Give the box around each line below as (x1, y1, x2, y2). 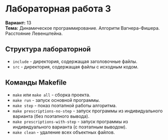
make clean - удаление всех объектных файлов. (12, 129, 115, 135)
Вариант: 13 (5, 20, 31, 26)
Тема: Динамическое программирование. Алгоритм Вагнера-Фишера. (5, 25, 160, 31)
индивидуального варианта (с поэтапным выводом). (12, 124, 127, 130)
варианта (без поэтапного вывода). (12, 113, 90, 119)
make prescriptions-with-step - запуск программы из (12, 118, 128, 124)
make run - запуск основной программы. (12, 97, 100, 103)
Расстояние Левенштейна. (5, 30, 63, 36)
